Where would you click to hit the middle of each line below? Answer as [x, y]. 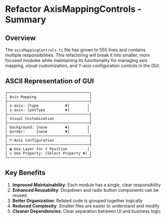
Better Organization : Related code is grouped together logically [77, 200]
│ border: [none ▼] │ [48, 132]
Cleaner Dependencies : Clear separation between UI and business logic [86, 211]
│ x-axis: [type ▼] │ [48, 106]
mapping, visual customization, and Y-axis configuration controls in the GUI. [83, 66]
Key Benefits [25, 173]
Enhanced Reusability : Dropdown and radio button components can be [85, 190]
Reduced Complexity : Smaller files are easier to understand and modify [86, 206]
